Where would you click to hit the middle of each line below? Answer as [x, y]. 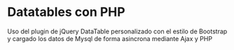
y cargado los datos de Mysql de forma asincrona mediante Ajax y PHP [110, 38]
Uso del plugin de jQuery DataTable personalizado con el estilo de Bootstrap [117, 31]
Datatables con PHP [66, 12]
